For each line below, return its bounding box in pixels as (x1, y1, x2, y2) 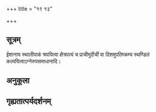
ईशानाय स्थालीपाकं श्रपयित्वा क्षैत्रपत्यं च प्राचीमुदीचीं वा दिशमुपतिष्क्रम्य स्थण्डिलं (6, 51, 150, 58)
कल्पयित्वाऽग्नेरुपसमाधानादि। (6, 58, 61, 65)
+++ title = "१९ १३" (6, 5, 53, 12)
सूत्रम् (6, 35, 21, 45)
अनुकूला (6, 76, 30, 86)
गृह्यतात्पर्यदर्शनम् (6, 96, 51, 107)
